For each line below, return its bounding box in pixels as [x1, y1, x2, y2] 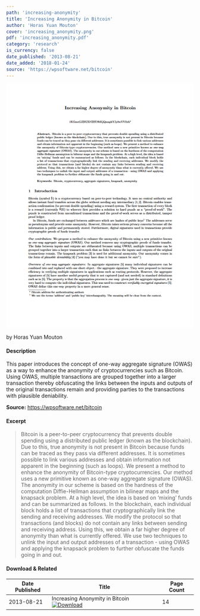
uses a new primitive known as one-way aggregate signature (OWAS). [20, 475, 193, 482]
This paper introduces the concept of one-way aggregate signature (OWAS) [6, 360, 193, 367]
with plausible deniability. [6, 392, 68, 400]
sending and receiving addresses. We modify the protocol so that [20, 513, 182, 520]
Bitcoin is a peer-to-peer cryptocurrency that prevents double [20, 431, 173, 438]
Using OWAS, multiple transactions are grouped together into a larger [6, 373, 177, 381]
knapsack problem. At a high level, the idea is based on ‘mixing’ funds [20, 494, 192, 501]
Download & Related [6, 565, 58, 572]
